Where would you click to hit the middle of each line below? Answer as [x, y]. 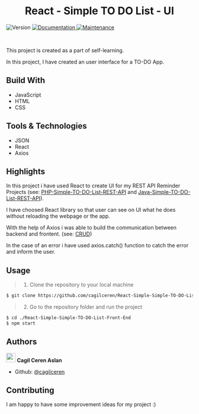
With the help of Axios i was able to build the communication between [91, 228]
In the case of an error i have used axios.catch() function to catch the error [97, 246]
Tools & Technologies [46, 126]
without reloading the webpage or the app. [58, 216]
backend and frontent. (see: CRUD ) [49, 234]
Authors [22, 342]
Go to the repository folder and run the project [86, 307]
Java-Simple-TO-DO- [164, 192]
